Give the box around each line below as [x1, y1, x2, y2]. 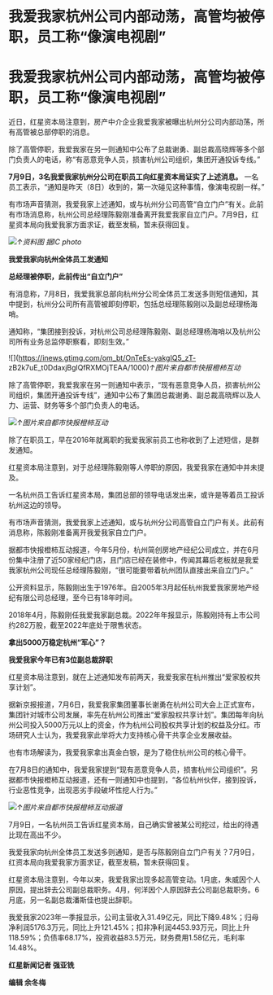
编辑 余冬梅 [8, 978, 46, 988]
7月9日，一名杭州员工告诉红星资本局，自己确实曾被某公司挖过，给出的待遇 [8, 820, 259, 830]
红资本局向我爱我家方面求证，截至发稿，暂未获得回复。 [8, 857, 193, 867]
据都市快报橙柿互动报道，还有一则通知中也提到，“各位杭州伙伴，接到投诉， [8, 775, 262, 785]
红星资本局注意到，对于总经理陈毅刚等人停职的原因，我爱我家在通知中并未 [8, 462, 258, 472]
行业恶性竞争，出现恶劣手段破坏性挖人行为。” [8, 785, 158, 795]
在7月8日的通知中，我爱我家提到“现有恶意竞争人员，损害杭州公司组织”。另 [8, 765, 258, 774]
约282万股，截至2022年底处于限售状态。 [8, 620, 146, 630]
